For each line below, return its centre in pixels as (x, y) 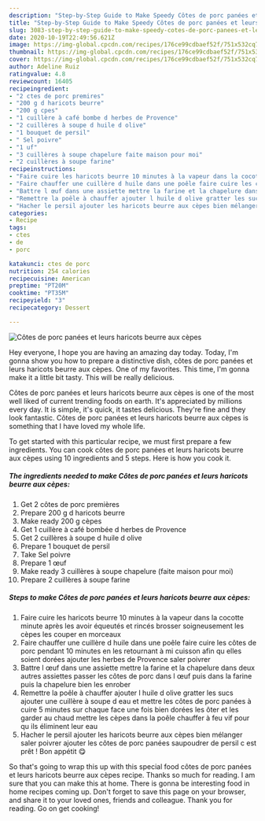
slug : (18, 30)
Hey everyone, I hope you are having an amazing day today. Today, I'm (124, 352)
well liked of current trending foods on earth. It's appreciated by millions (126, 401)
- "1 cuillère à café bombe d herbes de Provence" (94, 118)
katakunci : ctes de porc (50, 264)
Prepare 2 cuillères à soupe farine (75, 579)
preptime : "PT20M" (39, 286)
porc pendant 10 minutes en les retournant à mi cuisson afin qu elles (131, 651)
